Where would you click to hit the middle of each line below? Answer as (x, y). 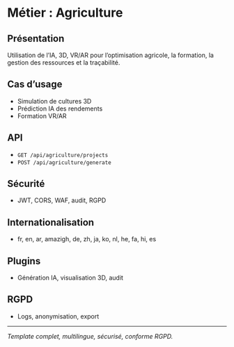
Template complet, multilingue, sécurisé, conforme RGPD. (90, 336)
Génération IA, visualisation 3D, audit (70, 278)
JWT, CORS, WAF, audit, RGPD (62, 200)
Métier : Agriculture (65, 13)
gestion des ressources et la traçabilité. (64, 63)
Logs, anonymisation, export (58, 316)
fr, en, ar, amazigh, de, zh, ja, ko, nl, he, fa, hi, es (87, 239)
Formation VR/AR (42, 115)
